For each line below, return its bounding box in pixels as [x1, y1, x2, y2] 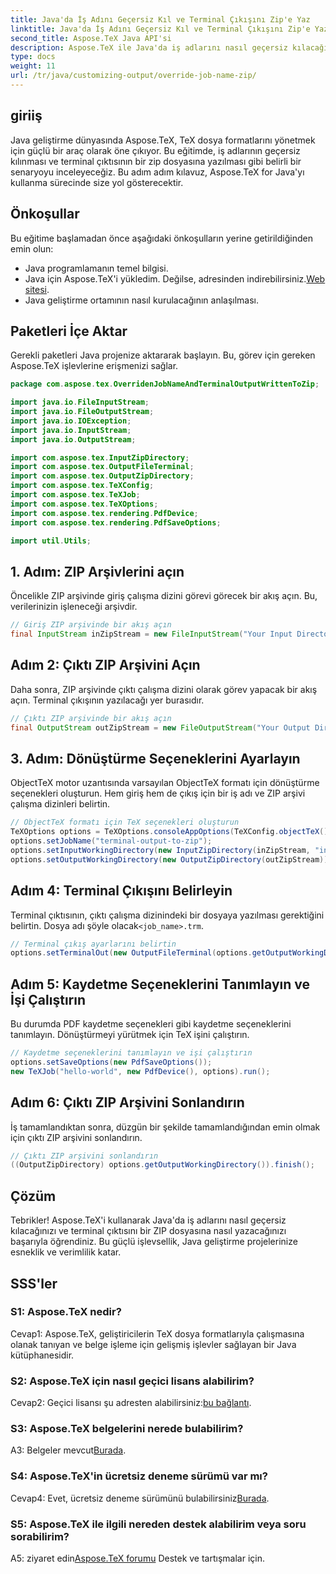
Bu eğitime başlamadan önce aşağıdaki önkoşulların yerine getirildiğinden [10, 232, 313, 244]
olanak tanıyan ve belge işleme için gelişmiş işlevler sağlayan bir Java [10, 1338, 297, 1350]
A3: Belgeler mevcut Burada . [10, 1444, 127, 1456]
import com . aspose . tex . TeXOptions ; [10, 499, 159, 509]
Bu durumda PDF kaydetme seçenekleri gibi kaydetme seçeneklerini [10, 1018, 292, 1030]
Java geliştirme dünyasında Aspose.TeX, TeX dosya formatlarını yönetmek [10, 134, 316, 146]
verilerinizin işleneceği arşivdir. [10, 601, 138, 613]
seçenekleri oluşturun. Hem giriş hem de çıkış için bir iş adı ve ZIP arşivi [10, 787, 306, 800]
